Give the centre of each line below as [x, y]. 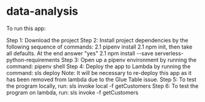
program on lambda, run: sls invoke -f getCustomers [73, 92]
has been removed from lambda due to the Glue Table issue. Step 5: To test [102, 79]
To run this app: [26, 28]
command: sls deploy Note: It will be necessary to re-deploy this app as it [99, 73]
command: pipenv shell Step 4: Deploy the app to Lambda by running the [99, 66]
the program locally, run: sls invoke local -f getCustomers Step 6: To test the [102, 86]
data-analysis [42, 11]
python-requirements [33, 60]
